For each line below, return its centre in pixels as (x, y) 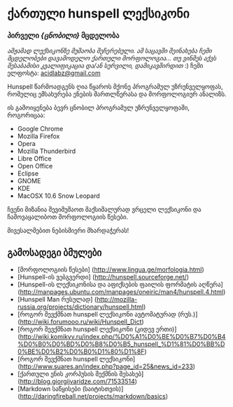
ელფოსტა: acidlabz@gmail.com (54, 73)
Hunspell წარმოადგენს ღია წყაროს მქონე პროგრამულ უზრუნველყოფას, (115, 87)
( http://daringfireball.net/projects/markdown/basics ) (93, 396)
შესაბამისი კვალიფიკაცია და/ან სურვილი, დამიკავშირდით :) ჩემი (105, 66)
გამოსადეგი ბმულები (55, 252)
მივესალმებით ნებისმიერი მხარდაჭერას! (68, 231)
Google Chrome (40, 129)
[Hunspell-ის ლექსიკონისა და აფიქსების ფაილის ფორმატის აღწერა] (120, 285)
